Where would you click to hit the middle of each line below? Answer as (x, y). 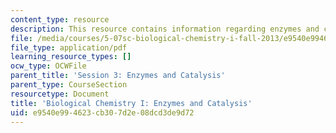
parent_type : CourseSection (69, 85)
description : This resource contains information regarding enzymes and (165, 29)
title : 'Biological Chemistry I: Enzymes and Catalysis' (131, 103)
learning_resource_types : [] (71, 57)
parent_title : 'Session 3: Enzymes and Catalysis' (118, 76)
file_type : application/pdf (69, 47)
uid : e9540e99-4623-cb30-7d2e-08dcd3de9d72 (102, 112)
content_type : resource (60, 19)
